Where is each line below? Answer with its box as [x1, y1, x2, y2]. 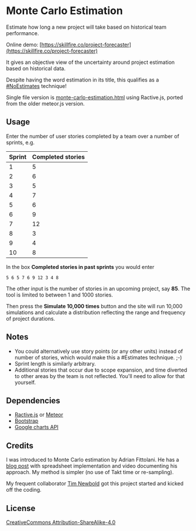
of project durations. [6, 315, 56, 322]
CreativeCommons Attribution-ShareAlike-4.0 [6, 519, 116, 526]
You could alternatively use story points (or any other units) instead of [14, 348, 183, 355]
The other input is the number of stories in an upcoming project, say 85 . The [6, 285, 191, 292]
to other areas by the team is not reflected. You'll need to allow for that [14, 372, 185, 379]
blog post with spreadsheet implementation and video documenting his [6, 462, 177, 469]
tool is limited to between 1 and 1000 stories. [6, 291, 113, 298]
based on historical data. [6, 64, 66, 72]
